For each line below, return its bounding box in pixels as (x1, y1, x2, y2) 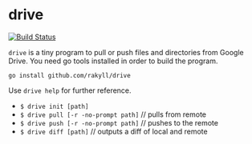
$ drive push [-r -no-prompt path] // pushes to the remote (19, 118, 219, 127)
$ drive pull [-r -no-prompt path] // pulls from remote (19, 110, 207, 119)
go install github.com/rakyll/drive (8, 71, 131, 79)
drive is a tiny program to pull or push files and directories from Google (8, 47, 244, 57)
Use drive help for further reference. (8, 86, 132, 95)
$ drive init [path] (19, 102, 89, 110)
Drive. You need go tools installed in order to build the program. (8, 56, 218, 66)
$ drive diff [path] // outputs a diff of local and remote (19, 126, 208, 136)
